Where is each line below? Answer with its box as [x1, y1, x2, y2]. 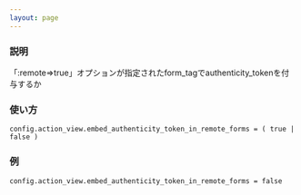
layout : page [9, 13, 59, 23]
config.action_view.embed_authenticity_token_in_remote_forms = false [9, 176, 283, 186]
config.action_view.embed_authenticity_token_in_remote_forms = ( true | [9, 124, 296, 134]
